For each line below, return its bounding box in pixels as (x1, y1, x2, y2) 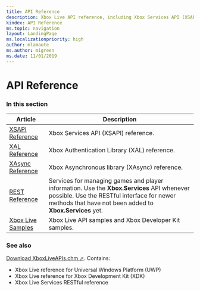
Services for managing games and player (48, 177, 164, 185)
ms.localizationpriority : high (6, 36, 84, 42)
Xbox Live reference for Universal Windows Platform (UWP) (14, 266, 161, 274)
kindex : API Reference (6, 20, 62, 26)
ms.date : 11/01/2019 (6, 53, 58, 59)
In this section (6, 99, 48, 108)
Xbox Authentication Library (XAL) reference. (48, 146, 176, 155)
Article (15, 115, 36, 124)
